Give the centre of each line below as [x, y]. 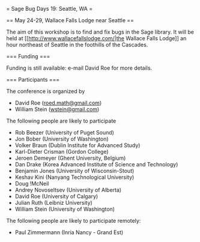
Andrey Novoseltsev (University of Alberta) [68, 190]
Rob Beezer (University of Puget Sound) [64, 132]
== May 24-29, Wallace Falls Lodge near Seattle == [70, 20]
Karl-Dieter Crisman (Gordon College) [62, 152]
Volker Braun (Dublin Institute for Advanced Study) [77, 145]
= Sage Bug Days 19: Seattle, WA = [50, 9]
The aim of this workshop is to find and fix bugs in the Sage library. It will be [100, 32]
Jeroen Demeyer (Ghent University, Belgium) [70, 158]
